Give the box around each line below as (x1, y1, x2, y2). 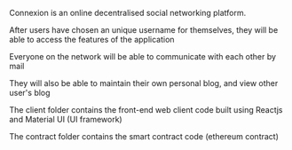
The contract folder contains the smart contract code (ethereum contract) (9, 131, 280, 141)
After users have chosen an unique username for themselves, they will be (9, 25, 279, 35)
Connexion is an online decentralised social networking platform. (9, 8, 247, 18)
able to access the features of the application (9, 35, 175, 44)
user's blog (9, 88, 51, 98)
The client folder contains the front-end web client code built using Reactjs (9, 105, 283, 114)
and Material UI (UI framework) (9, 114, 122, 124)
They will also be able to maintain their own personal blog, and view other (9, 78, 279, 88)
